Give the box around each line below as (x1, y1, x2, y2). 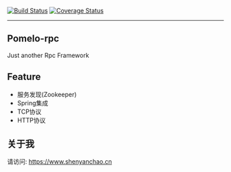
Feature (7, 71, 41, 83)
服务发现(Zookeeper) (16, 90, 77, 98)
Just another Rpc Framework (7, 51, 89, 59)
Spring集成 (16, 98, 49, 107)
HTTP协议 (16, 116, 46, 124)
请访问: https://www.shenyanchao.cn (7, 158, 112, 166)
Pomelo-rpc (7, 33, 60, 45)
